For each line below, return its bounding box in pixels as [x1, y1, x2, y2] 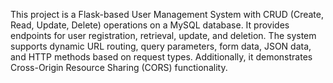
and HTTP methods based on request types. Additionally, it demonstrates [10, 51, 313, 63]
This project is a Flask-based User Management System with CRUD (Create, [10, 9, 324, 20]
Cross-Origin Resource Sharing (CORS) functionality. [10, 62, 228, 73]
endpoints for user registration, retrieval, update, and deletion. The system [10, 30, 317, 41]
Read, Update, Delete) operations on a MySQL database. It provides [10, 19, 290, 31]
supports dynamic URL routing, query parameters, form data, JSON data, [10, 40, 312, 52]
